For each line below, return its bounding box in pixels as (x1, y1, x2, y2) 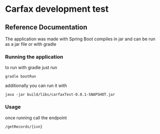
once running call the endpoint (5, 114, 67, 121)
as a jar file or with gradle (5, 41, 56, 47)
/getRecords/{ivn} (5, 124, 43, 129)
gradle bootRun (5, 74, 36, 79)
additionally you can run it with (5, 82, 67, 89)
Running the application (5, 53, 63, 60)
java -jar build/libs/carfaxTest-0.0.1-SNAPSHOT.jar (5, 92, 115, 97)
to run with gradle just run (5, 65, 57, 71)
